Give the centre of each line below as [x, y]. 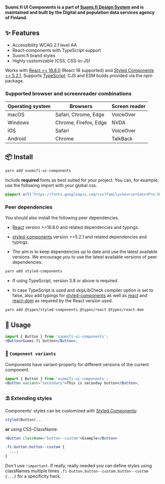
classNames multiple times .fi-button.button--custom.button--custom [77, 471]
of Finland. [16, 18]
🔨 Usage [18, 325]
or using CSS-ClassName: [31, 429]
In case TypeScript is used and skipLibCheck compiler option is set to [83, 290]
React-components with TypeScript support [57, 50]
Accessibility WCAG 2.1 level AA [44, 45]
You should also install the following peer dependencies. [62, 218]
